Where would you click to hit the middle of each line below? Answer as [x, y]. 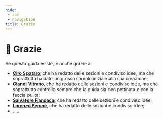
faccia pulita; [26, 95]
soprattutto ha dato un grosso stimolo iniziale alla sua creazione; [80, 79]
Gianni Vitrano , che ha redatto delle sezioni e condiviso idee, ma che [85, 84]
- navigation [21, 19]
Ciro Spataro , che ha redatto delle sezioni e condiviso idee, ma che [83, 73]
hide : [11, 10]
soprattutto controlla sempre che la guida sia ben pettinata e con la [83, 90]
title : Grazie [20, 24]
